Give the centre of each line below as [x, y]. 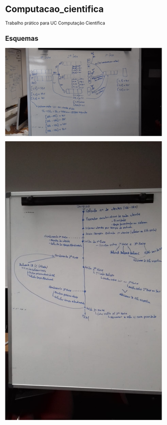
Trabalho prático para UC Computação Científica [55, 23]
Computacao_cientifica [54, 9]
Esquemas [22, 39]
